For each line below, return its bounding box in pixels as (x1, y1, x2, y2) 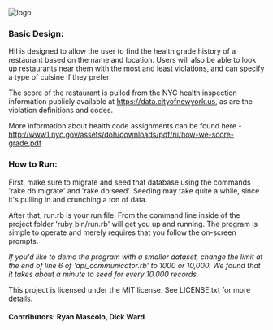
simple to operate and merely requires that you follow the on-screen (8, 228, 237, 237)
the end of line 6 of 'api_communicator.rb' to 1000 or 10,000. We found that (8, 260, 262, 270)
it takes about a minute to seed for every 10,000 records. (8, 269, 199, 279)
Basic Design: (8, 28, 64, 39)
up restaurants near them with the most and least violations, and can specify (8, 63, 265, 73)
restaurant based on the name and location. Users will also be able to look (8, 55, 257, 65)
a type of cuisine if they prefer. (8, 72, 111, 82)
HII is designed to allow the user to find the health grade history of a (8, 46, 236, 56)
